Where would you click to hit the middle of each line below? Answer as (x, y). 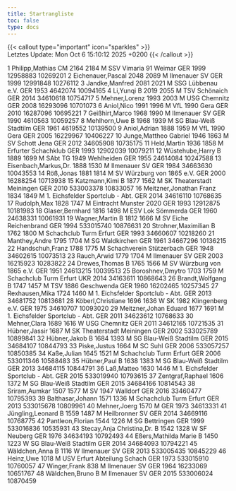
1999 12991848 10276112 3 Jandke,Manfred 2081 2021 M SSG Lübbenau (113, 83)
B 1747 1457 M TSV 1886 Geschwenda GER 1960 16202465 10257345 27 (113, 286)
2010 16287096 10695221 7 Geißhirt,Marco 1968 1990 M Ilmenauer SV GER (116, 113)
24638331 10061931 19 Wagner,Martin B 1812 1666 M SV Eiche (98, 218)
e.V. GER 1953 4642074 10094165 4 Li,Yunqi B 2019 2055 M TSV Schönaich (118, 91)
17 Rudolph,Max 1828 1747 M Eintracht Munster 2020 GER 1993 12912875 (114, 203)
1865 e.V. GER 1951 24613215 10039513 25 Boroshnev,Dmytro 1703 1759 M (116, 271)
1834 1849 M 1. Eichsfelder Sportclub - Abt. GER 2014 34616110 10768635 (114, 196)
